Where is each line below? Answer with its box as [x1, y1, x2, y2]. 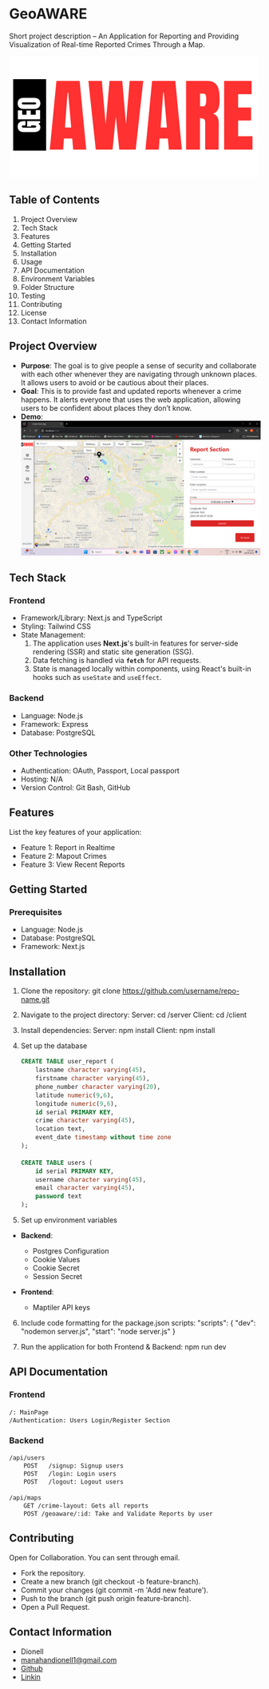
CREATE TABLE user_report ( [20, 1058, 114, 1066]
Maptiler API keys [32, 1303, 91, 1313]
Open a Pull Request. [20, 1602, 90, 1612]
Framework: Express [20, 719, 89, 729]
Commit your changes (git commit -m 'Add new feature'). [20, 1585, 209, 1595]
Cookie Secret [32, 1263, 80, 1273]
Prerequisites [9, 907, 62, 918]
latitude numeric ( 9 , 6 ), [35, 1091, 115, 1099]
